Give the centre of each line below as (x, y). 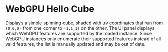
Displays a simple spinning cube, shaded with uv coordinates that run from (84, 23)
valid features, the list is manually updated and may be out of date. (76, 44)
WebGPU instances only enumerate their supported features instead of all (83, 39)
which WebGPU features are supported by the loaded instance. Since (79, 33)
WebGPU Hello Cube (50, 9)
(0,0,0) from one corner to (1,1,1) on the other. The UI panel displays (80, 28)
